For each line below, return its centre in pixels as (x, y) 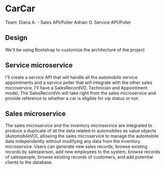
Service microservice (39, 65)
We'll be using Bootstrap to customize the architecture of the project (75, 49)
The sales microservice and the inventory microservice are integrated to (79, 126)
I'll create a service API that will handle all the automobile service (71, 77)
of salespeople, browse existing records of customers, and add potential (79, 157)
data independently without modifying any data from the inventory (73, 141)
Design (16, 38)
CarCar (20, 9)
